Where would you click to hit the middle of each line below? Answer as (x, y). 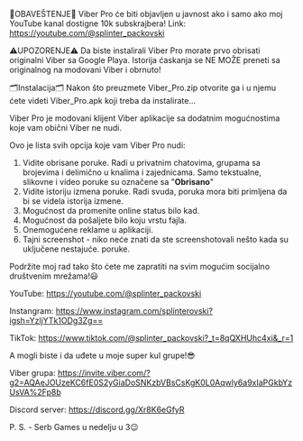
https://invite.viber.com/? (104, 373)
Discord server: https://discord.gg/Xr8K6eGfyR (97, 409)
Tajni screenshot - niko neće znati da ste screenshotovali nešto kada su (155, 239)
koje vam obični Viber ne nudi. (65, 128)
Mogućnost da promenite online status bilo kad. (111, 211)
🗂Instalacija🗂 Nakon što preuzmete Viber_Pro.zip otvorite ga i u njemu (143, 87)
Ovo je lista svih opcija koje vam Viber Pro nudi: (98, 145)
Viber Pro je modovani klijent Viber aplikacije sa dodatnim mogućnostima (145, 118)
